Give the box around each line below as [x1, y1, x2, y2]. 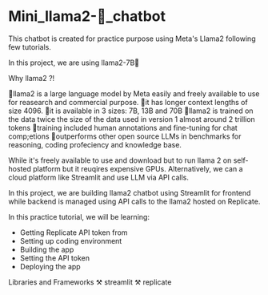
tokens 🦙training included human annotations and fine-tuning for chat [8, 123, 238, 132]
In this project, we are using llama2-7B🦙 [8, 58, 140, 67]
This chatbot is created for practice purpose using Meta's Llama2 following [8, 34, 256, 43]
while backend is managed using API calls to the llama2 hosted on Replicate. [8, 196, 261, 206]
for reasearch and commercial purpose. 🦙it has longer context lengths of [8, 97, 248, 107]
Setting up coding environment [19, 236, 122, 245]
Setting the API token [19, 253, 90, 263]
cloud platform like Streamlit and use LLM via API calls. [8, 172, 190, 182]
